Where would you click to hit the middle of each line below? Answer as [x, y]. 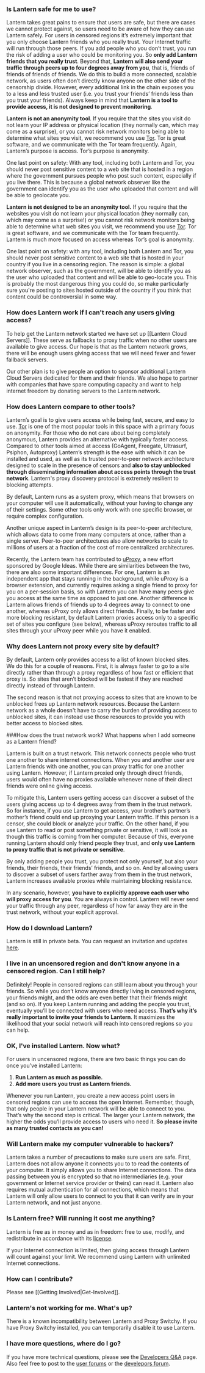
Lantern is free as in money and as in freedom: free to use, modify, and [95, 1231]
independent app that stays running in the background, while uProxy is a [97, 578]
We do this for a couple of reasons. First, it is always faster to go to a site [98, 666]
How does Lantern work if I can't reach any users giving [91, 313]
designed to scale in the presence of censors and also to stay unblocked [99, 465]
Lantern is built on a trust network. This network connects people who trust [101, 753]
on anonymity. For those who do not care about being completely [88, 433]
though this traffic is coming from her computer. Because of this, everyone [100, 837]
